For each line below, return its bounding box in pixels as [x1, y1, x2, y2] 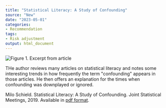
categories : [5, 22, 31, 27]
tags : [5, 31, 17, 37]
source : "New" [5, 12, 36, 17]
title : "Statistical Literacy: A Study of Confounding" [5, 7, 127, 13]
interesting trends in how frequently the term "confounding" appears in [5, 70, 156, 77]
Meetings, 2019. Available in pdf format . [5, 97, 89, 103]
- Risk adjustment [5, 37, 45, 42]
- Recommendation [5, 27, 43, 32]
